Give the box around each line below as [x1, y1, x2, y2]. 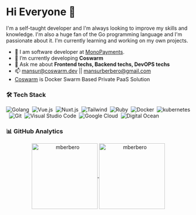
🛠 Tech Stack [6, 91, 46, 99]
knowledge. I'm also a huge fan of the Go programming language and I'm [6, 30, 183, 37]
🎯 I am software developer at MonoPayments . [14, 48, 125, 55]
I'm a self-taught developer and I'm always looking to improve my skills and [6, 25, 188, 32]
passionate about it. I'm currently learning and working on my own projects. [6, 37, 188, 44]
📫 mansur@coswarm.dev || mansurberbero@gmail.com [14, 67, 151, 74]
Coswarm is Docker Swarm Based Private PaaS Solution [14, 75, 150, 82]
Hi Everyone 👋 [6, 5, 76, 19]
